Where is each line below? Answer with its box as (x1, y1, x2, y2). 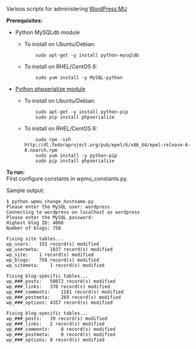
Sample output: (6, 187, 44, 194)
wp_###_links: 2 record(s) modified (6, 321, 105, 327)
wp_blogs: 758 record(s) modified (6, 257, 99, 263)
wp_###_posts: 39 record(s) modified (6, 316, 108, 322)
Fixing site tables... (6, 236, 64, 242)
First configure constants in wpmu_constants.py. (6, 175, 128, 182)
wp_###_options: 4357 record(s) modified (6, 300, 113, 306)
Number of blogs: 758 (6, 225, 61, 231)
